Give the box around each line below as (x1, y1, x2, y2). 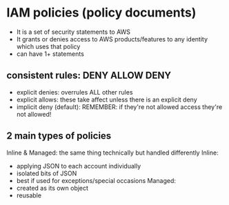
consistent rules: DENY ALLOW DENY (6, 70, 172, 81)
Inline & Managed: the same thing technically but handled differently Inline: (6, 148, 219, 157)
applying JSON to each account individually (16, 162, 141, 170)
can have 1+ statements (16, 50, 84, 58)
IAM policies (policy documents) (6, 5, 197, 21)
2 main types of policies (6, 130, 112, 142)
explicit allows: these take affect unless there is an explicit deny (16, 95, 197, 104)
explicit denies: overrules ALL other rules (16, 88, 133, 96)
